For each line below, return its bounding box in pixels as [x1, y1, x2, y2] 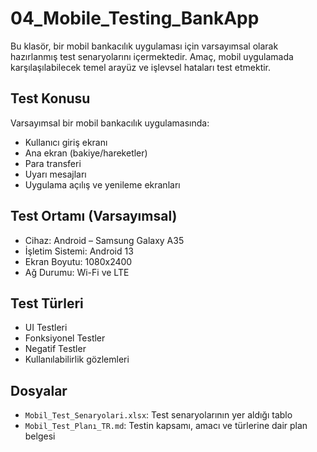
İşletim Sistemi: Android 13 [24, 245, 134, 257]
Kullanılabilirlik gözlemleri [24, 353, 130, 366]
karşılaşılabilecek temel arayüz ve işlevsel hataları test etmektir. [10, 61, 272, 73]
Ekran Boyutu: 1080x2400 [24, 255, 133, 267]
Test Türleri [10, 295, 84, 312]
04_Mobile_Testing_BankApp [10, 7, 260, 30]
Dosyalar [10, 382, 68, 399]
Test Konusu [10, 90, 91, 107]
